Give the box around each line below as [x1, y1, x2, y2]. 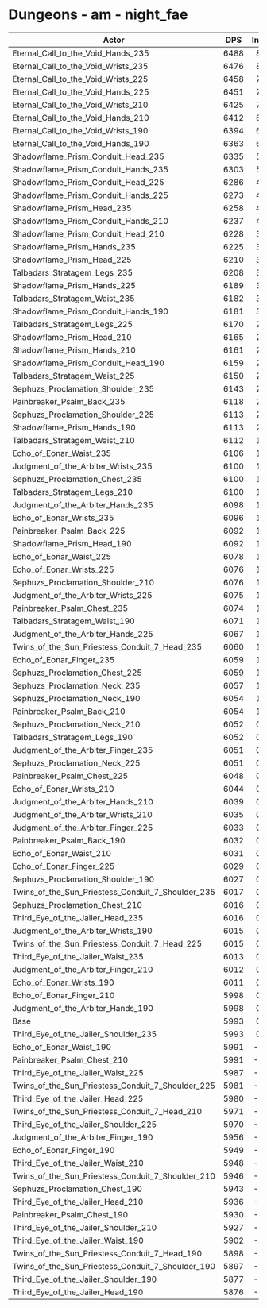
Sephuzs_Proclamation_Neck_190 [12, 693, 141, 704]
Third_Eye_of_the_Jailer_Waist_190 [12, 1235, 145, 1246]
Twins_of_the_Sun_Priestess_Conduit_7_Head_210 [12, 1105, 203, 1117]
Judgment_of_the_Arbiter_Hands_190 [12, 1002, 153, 1013]
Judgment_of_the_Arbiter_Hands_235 [12, 499, 153, 510]
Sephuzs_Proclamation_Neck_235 [12, 680, 141, 691]
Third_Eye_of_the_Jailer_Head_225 [12, 1093, 144, 1104]
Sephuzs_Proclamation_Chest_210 [12, 899, 143, 910]
